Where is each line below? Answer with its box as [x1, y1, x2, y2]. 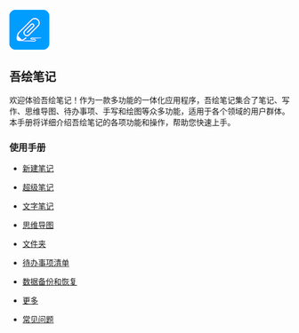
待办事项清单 [21, 258, 69, 268]
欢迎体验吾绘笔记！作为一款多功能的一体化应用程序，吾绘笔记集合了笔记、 [9, 94, 282, 105]
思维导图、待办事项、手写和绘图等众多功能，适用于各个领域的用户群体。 [24, 106, 290, 116]
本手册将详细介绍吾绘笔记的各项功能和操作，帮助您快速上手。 [9, 116, 236, 127]
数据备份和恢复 [21, 276, 77, 287]
